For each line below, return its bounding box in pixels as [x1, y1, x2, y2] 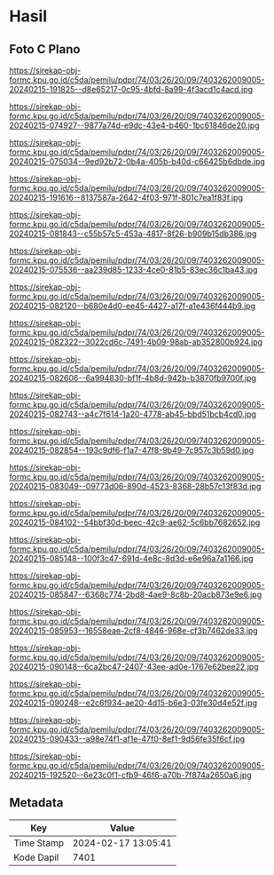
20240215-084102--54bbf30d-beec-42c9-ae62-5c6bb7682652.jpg [9, 517, 261, 528]
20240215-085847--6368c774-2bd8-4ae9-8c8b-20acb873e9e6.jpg [9, 589, 262, 600]
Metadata [9, 795, 64, 810]
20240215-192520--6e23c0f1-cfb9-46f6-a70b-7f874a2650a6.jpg [9, 770, 252, 780]
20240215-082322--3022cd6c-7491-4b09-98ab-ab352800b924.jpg [9, 337, 263, 347]
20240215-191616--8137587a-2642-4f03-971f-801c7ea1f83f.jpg [9, 193, 244, 203]
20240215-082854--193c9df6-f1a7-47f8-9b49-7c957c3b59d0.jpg [9, 445, 254, 455]
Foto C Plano [9, 42, 81, 57]
